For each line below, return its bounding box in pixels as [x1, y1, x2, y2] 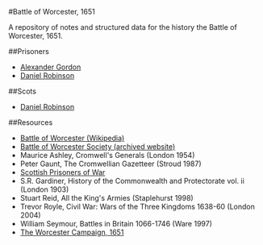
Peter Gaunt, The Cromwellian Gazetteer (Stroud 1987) [19, 159, 202, 168]
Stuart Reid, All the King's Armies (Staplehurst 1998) [19, 193, 194, 202]
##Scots [8, 86, 36, 96]
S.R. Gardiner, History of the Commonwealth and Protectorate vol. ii [19, 176, 244, 185]
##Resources [8, 118, 53, 127]
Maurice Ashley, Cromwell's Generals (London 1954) [19, 151, 195, 160]
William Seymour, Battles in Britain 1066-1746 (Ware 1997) [19, 219, 212, 228]
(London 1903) [19, 185, 69, 194]
